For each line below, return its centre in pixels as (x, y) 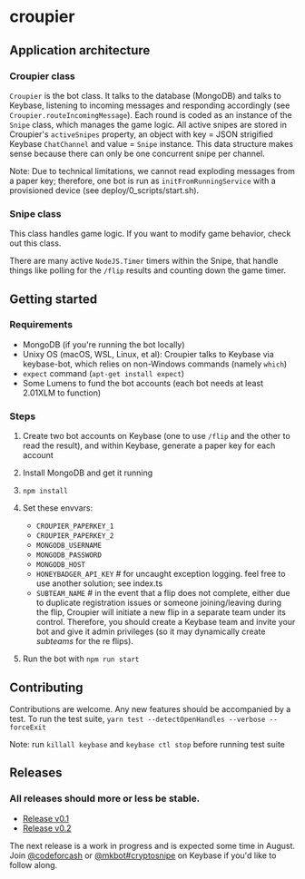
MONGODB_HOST (61, 565)
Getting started (54, 299)
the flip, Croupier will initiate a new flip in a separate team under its (161, 612)
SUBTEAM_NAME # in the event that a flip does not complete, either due (163, 593)
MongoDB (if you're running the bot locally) (103, 344)
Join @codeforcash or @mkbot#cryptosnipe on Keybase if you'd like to (143, 855)
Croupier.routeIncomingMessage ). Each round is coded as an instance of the (151, 114)
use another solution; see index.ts (99, 583)
